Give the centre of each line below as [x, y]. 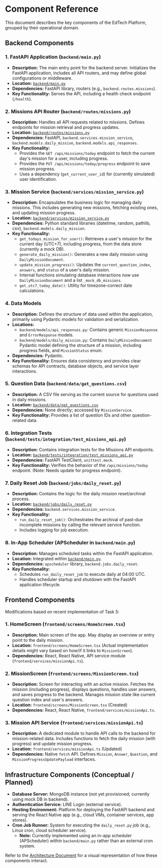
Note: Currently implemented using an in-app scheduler [76, 836]
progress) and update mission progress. [52, 744]
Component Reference [52, 9]
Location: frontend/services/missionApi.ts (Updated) [67, 749]
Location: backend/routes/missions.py [51, 132]
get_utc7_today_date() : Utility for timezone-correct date [76, 286]
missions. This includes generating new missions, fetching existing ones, [85, 208]
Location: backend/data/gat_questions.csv [55, 404]
